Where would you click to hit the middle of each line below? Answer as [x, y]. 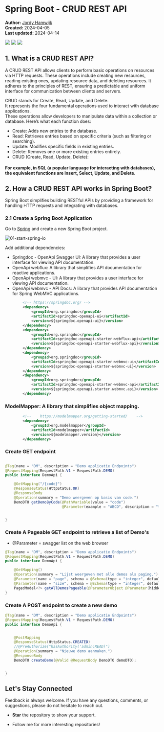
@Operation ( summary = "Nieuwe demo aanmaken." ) [63, 651]
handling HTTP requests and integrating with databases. [62, 206]
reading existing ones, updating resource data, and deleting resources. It [78, 80]
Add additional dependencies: [35, 248]
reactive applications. [34, 273]
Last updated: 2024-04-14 [32, 33]
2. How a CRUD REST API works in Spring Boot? [79, 189]
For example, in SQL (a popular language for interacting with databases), [80, 168]
